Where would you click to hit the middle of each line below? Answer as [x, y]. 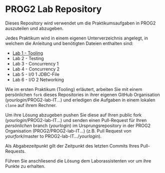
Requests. [15, 151]
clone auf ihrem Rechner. [31, 105]
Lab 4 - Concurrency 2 [36, 69]
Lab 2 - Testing [28, 58]
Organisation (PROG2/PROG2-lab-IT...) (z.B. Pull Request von [68, 130]
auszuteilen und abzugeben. [34, 28]
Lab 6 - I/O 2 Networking [38, 79]
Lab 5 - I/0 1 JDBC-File [36, 74]
